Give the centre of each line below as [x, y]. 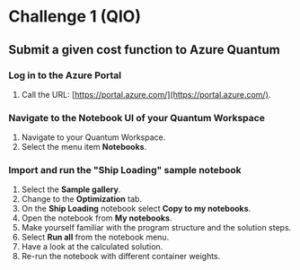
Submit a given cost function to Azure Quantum [144, 50]
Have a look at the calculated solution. [92, 247]
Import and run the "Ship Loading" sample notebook [125, 170]
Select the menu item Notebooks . [84, 147]
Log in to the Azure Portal [65, 75]
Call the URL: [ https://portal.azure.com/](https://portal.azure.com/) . [146, 94]
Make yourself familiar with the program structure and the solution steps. [156, 228]
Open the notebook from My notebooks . [97, 218]
